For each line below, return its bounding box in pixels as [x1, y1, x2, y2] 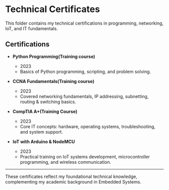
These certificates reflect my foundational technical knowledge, [5, 173, 137, 179]
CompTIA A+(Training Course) [12, 108, 78, 114]
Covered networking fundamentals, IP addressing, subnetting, [20, 93, 149, 99]
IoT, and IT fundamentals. [5, 25, 58, 31]
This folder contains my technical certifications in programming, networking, [5, 20, 163, 26]
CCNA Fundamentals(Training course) [12, 78, 95, 84]
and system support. [20, 129, 63, 135]
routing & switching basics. [20, 99, 76, 105]
